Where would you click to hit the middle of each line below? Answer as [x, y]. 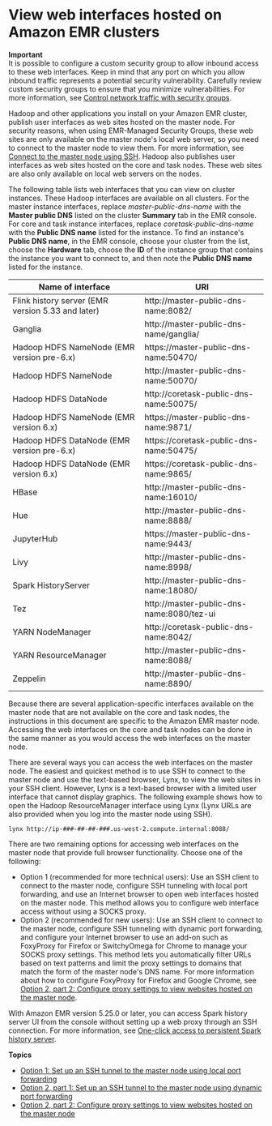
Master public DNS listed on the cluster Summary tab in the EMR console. [132, 215]
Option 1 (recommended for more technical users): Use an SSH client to [139, 876]
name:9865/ [168, 473]
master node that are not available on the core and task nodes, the [119, 712]
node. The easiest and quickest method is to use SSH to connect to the [127, 771]
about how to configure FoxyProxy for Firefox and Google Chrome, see [138, 980]
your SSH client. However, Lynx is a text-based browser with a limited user [133, 788]
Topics [20, 1055]
